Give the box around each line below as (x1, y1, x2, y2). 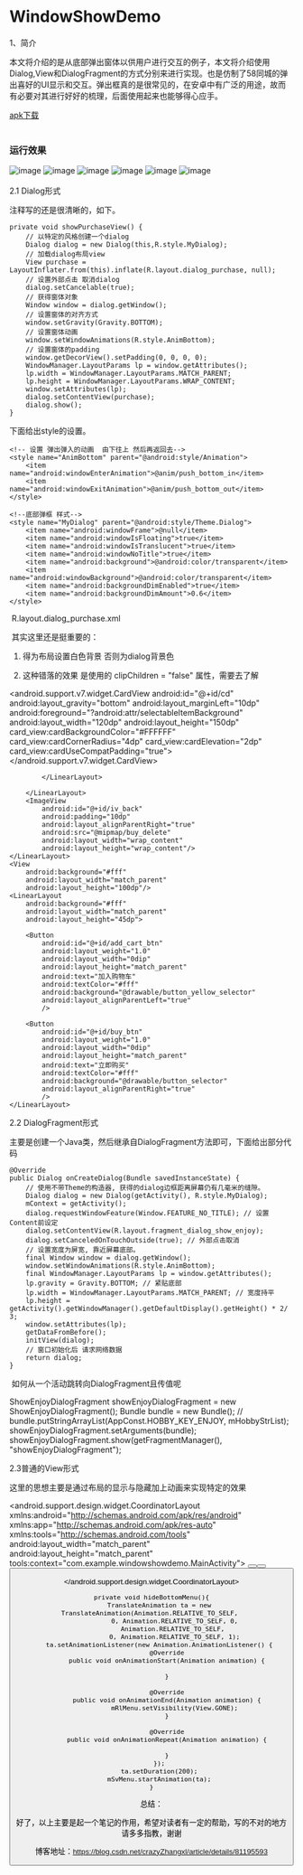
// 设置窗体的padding (25, 345, 100, 354)
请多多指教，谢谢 (121, 1828, 182, 1838)
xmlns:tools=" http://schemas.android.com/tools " (9, 1529, 191, 1540)
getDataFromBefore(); (25, 1328, 106, 1337)
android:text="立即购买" (41, 1061, 130, 1070)
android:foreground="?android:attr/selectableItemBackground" (9, 708, 243, 718)
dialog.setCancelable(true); (25, 283, 135, 293)
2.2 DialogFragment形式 (9, 1118, 99, 1129)
